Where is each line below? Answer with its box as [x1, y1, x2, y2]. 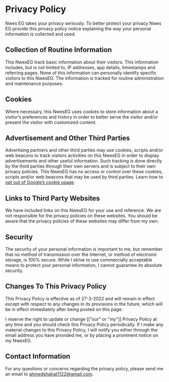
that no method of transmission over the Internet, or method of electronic [5, 251, 157, 257]
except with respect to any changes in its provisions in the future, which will [5, 301, 163, 307]
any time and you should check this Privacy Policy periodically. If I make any [5, 321, 164, 328]
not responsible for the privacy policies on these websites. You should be [5, 213, 158, 219]
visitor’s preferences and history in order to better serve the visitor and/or [5, 114, 158, 120]
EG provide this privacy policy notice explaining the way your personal [5, 25, 151, 31]
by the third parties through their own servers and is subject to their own [5, 163, 156, 170]
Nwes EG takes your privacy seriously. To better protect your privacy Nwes [5, 20, 161, 26]
